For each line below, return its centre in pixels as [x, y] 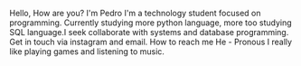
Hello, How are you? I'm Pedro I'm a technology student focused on [135, 13]
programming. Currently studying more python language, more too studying [150, 23]
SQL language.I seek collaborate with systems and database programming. [149, 32]
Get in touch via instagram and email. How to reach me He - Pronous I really [150, 42]
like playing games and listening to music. [87, 52]
